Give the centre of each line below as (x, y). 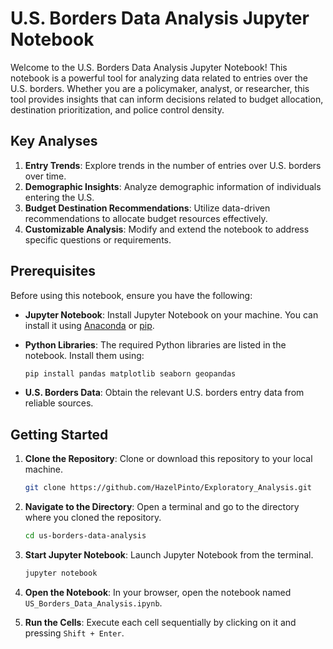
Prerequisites (53, 271)
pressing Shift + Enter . (74, 633)
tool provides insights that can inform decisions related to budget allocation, (167, 99)
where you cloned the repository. (93, 518)
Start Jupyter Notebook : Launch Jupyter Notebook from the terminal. (169, 555)
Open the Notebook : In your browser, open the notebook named (158, 592)
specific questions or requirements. (98, 239)
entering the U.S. (59, 197)
